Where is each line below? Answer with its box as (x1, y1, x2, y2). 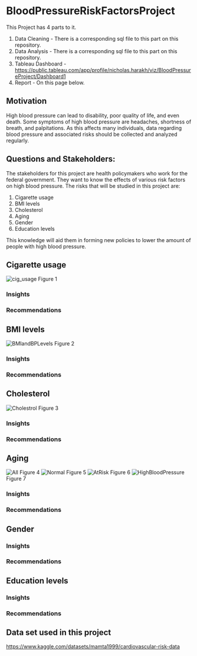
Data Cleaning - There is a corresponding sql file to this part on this (14, 35, 179, 42)
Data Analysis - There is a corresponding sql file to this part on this (14, 47, 178, 54)
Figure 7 (6, 475, 27, 482)
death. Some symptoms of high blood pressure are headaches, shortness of (6, 118, 192, 125)
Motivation (6, 96, 47, 106)
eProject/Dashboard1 (14, 73, 66, 80)
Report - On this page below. (14, 79, 85, 86)
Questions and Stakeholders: (6, 154, 116, 164)
